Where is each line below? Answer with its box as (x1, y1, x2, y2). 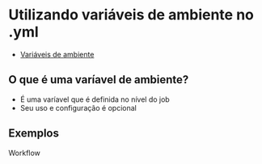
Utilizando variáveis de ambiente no (8, 6, 255, 24)
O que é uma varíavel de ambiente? (8, 73, 189, 86)
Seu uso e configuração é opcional (19, 103, 137, 112)
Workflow (8, 148, 40, 158)
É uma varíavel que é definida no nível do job (19, 95, 170, 104)
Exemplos (8, 127, 59, 141)
